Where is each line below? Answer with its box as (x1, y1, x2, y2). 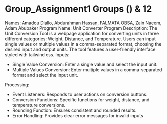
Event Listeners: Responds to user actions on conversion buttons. (12, 91, 148, 97)
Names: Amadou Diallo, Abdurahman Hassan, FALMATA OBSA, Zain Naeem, (5, 20, 162, 26)
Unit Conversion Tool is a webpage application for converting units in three (5, 30, 159, 36)
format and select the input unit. (12, 72, 78, 78)
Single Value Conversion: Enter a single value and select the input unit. (12, 61, 158, 67)
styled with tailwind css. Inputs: (5, 51, 70, 58)
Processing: (5, 81, 30, 88)
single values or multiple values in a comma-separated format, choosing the (5, 41, 162, 47)
